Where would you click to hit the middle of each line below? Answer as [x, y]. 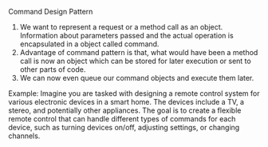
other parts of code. [53, 70]
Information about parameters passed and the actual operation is [126, 36]
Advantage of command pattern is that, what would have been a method [139, 52]
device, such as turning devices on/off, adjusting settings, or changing [124, 127]
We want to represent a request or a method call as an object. [121, 27]
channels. [24, 136]
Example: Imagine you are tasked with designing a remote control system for [134, 93]
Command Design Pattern [51, 12]
